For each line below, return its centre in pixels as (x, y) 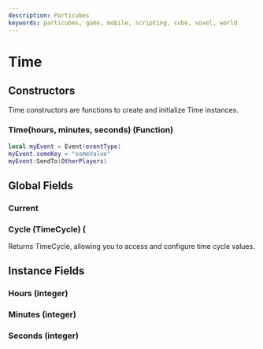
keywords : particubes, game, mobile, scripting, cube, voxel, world (123, 23)
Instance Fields (46, 271)
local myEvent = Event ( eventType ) (65, 147)
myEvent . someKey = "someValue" (59, 154)
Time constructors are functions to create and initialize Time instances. (123, 110)
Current (24, 208)
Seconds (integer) (43, 336)
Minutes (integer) (42, 314)
